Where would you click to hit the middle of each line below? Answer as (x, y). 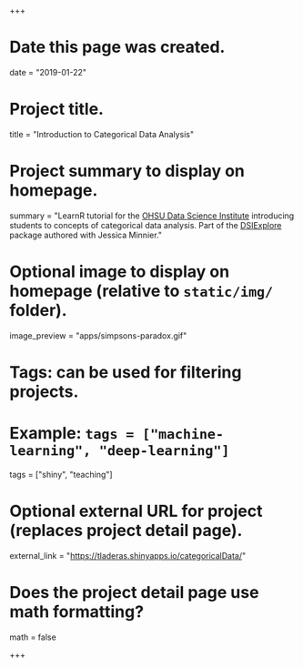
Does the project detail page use (134, 592)
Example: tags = (72, 434)
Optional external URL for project (136, 511)
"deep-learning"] (164, 451)
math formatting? (76, 611)
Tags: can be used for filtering (126, 372)
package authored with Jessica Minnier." (86, 235)
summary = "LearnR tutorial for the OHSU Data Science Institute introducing (152, 216)
